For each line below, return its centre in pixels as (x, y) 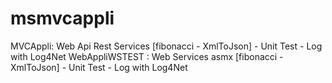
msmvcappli (62, 18)
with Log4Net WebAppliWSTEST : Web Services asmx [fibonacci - (147, 56)
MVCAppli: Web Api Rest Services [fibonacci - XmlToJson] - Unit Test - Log (166, 46)
